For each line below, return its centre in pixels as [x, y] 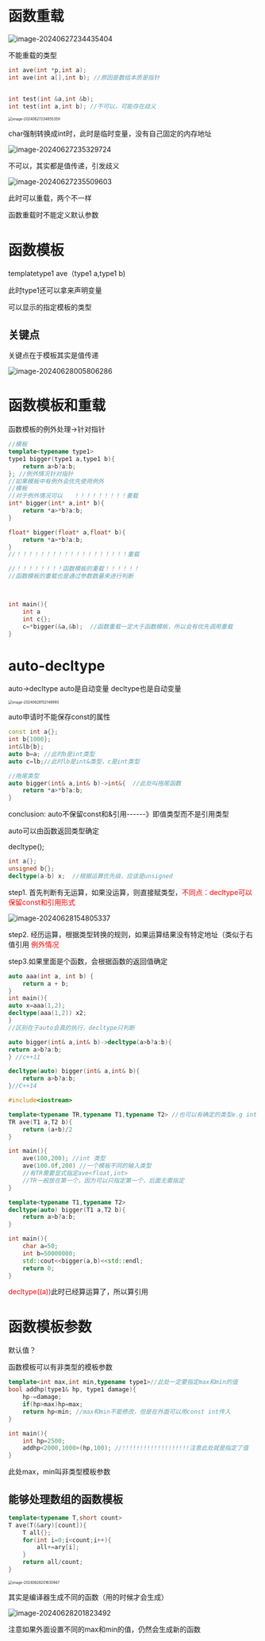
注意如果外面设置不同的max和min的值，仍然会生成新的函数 [104, 1629]
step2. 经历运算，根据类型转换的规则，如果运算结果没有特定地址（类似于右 [131, 934]
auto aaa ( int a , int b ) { [51, 976]
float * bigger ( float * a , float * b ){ [67, 532]
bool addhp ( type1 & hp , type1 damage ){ [72, 1389]
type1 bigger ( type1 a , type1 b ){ [61, 459]
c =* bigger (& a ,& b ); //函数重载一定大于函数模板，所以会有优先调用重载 [128, 626]
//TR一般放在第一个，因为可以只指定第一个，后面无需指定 [104, 1180]
